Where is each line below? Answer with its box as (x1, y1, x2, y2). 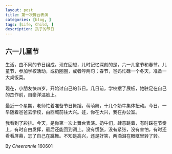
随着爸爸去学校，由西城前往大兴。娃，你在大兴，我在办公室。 (9, 109, 140, 115)
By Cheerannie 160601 (5, 143, 53, 149)
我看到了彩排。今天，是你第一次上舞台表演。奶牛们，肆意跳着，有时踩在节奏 (5, 120, 167, 126)
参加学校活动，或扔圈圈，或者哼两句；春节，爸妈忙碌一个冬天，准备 (18, 68, 162, 74)
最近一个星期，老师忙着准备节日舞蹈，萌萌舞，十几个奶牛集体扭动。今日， (5, 102, 162, 108)
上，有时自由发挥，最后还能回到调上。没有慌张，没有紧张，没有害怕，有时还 (5, 126, 167, 132)
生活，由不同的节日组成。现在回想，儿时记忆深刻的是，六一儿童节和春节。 (5, 61, 162, 67)
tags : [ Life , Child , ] (5, 22, 54, 27)
